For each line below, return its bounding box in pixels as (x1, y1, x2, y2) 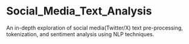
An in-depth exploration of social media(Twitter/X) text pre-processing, (6, 24, 183, 31)
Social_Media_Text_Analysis (6, 4, 152, 18)
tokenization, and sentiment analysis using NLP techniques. (6, 30, 155, 37)
